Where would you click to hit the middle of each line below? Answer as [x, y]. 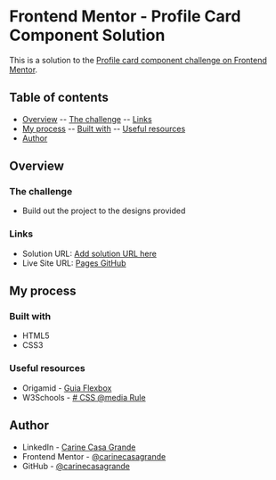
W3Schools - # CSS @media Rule [84, 397]
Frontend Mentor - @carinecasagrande [94, 456]
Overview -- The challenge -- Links [87, 119]
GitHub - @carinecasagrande [76, 466]
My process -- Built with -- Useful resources [104, 128]
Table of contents [59, 98]
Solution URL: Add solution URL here [89, 253]
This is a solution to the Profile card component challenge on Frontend [138, 60]
